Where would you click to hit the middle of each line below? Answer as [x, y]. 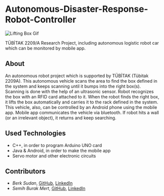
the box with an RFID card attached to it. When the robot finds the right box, [82, 97]
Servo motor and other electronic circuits [54, 156]
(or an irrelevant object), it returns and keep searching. [61, 118]
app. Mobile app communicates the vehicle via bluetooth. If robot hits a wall [82, 112]
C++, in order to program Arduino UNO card [57, 145]
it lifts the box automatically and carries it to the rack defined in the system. [82, 102]
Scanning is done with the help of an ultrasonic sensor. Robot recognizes [80, 91]
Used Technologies [35, 133]
